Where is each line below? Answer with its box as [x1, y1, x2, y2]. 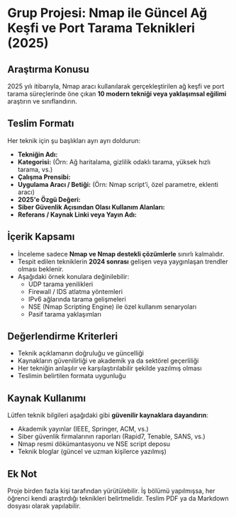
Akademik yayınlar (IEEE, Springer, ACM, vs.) [17, 425, 149, 433]
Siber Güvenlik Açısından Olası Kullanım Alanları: [17, 203, 165, 211]
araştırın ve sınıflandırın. [7, 97, 78, 106]
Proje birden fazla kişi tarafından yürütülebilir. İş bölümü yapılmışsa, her [7, 487, 215, 495]
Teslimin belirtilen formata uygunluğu [17, 372, 126, 380]
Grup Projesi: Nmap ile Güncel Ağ [7, 5, 208, 21]
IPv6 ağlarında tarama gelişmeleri [28, 295, 126, 303]
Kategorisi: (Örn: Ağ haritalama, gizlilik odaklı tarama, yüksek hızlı [17, 157, 211, 166]
